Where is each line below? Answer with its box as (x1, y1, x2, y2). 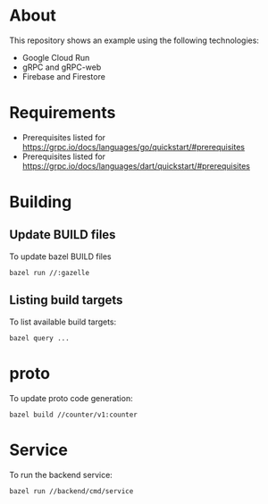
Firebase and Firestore (21, 71, 105, 81)
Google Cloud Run (21, 52, 90, 63)
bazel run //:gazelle (9, 268, 90, 277)
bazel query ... (9, 333, 70, 342)
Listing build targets (9, 292, 123, 308)
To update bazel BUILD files (9, 251, 112, 262)
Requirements (9, 103, 116, 123)
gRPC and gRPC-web (21, 62, 102, 72)
